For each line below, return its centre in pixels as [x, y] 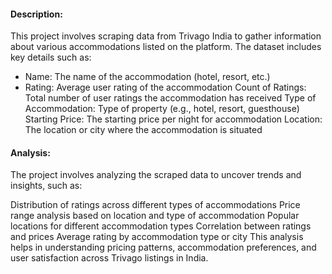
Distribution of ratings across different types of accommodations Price [155, 205]
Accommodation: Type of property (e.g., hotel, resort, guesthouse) [162, 109]
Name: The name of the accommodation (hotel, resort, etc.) [147, 77]
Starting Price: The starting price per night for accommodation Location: [173, 119]
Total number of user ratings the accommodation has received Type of [170, 98]
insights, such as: [46, 186]
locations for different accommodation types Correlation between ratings [161, 226]
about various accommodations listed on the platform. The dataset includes [166, 47]
